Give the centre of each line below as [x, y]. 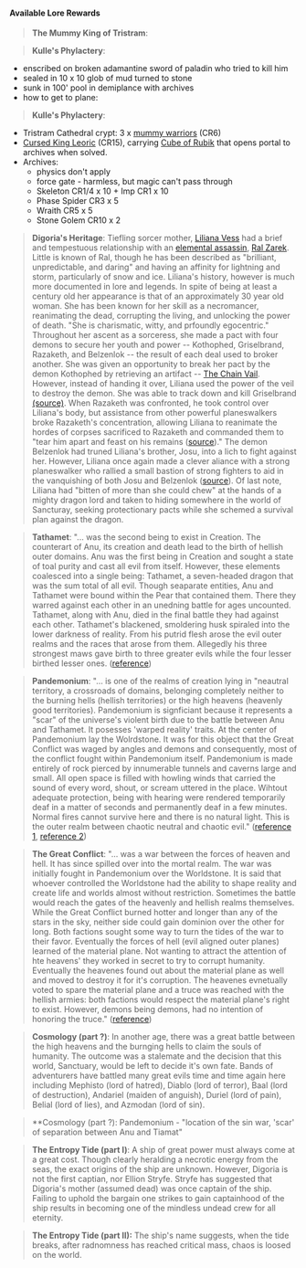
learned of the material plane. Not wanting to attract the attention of [159, 951]
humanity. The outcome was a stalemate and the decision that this [157, 1056]
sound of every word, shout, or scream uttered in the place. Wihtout [159, 788]
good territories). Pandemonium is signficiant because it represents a [162, 710]
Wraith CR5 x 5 [64, 211]
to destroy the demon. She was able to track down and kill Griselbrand [164, 394]
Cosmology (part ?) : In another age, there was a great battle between [163, 1037]
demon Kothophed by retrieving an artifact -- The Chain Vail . [146, 374]
